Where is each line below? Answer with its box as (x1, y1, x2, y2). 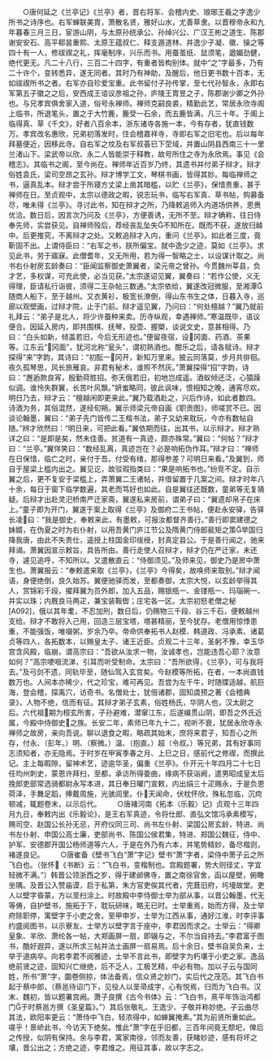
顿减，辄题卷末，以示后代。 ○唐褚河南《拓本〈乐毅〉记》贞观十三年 (8, 799, 252, 808)
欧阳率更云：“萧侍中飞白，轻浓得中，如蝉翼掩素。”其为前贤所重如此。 (29, 1012, 261, 1022)
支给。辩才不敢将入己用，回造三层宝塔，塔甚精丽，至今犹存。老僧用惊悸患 (8, 617, 258, 625)
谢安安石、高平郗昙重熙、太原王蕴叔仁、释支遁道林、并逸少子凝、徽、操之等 (8, 37, 265, 47)
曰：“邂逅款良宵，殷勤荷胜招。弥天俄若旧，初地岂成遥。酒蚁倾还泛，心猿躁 (8, 373, 262, 382)
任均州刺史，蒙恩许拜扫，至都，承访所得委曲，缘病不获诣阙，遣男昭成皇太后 (8, 768, 265, 778)
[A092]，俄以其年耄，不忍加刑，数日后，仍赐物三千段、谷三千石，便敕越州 (8, 606, 260, 616)
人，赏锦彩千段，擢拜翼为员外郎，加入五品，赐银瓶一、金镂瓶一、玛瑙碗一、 (8, 586, 265, 595)
